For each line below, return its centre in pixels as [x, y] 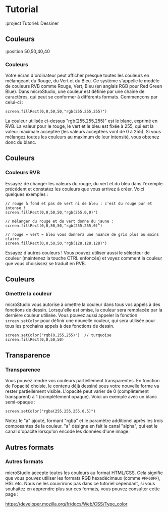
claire [12, 239]
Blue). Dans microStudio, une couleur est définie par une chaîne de [75, 91]
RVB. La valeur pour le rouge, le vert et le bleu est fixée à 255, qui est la [79, 126]
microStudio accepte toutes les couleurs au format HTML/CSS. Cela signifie [84, 473]
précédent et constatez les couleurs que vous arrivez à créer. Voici [75, 189]
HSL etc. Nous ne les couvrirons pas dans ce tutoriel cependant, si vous [80, 483]
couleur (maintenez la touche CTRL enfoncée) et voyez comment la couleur [84, 258]
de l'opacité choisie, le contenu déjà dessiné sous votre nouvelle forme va [82, 386]
